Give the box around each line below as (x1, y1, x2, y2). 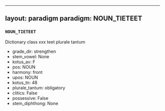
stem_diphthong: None (12, 100, 58, 106)
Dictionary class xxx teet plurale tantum (5, 39, 85, 44)
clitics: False (12, 90, 38, 96)
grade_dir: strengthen (12, 48, 56, 54)
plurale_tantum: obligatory (12, 85, 65, 90)
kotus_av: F (12, 59, 35, 65)
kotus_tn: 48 (12, 79, 38, 86)
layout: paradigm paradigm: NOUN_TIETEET (5, 14, 142, 22)
